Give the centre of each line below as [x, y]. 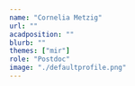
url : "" [24, 26]
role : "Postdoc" [40, 59]
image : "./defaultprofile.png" [68, 68]
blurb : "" [28, 43]
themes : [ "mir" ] [40, 51]
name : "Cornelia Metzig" [56, 17]
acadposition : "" [42, 34]
